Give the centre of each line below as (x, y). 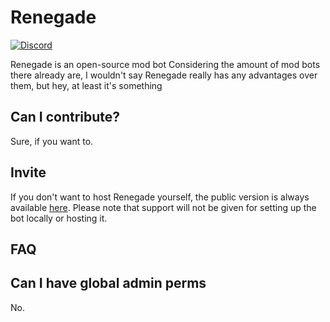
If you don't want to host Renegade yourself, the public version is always (160, 197)
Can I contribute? (65, 117)
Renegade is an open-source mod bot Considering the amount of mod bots (165, 64)
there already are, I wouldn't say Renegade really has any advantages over (164, 75)
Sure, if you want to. (52, 141)
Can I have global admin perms (108, 283)
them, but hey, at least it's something (86, 85)
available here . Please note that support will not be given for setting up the (163, 207)
